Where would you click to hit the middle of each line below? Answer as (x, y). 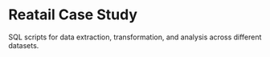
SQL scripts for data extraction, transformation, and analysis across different (135, 37)
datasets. (24, 45)
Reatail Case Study (73, 15)
